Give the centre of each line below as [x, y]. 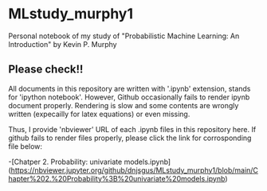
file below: [25, 146]
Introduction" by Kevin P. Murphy [63, 44]
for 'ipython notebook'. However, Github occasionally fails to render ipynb [129, 97]
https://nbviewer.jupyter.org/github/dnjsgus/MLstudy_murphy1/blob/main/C [135, 170]
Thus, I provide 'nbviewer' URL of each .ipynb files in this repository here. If [132, 129]
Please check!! [46, 70]
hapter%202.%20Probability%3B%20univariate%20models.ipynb [117, 178]
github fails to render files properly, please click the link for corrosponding [130, 138]
